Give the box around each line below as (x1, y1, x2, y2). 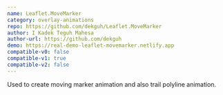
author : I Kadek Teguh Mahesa (7, 29, 95, 36)
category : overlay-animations (7, 17, 95, 23)
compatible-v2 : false (7, 61, 70, 68)
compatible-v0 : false (7, 49, 70, 56)
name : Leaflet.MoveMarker (7, 10, 81, 17)
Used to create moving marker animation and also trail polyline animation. (7, 80, 216, 88)
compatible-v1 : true (7, 55, 67, 62)
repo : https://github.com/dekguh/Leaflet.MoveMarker (7, 23, 162, 30)
